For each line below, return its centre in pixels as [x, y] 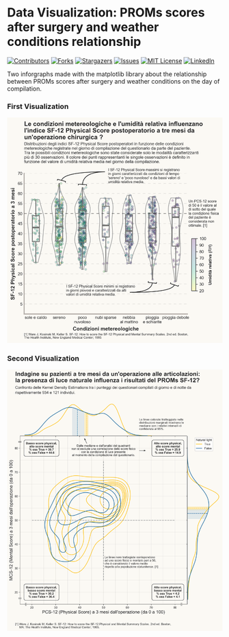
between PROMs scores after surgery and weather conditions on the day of [113, 81]
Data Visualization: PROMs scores [106, 13]
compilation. [25, 88]
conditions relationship [74, 42]
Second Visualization [43, 358]
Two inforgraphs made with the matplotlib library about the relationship [107, 74]
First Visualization [38, 106]
